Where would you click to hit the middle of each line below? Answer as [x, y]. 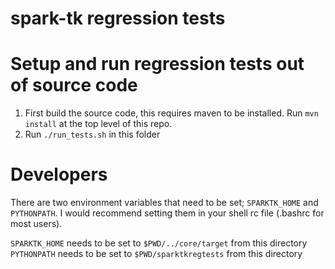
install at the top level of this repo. [98, 124]
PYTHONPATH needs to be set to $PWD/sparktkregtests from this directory [156, 254]
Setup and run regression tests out [157, 64]
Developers [59, 174]
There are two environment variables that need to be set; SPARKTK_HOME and [164, 203]
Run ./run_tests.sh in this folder [92, 134]
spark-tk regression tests [118, 18]
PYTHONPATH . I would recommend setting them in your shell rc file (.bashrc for [167, 213]
